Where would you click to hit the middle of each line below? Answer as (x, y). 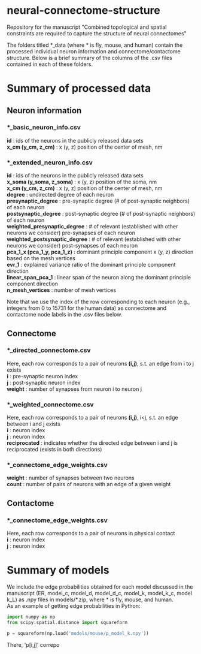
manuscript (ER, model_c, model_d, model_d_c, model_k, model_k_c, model (100, 593)
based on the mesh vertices (41, 258)
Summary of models (58, 570)
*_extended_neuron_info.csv (50, 162)
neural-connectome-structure (83, 10)
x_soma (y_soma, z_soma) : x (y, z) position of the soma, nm (82, 182)
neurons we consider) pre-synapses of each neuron (71, 233)
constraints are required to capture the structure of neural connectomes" (97, 33)
